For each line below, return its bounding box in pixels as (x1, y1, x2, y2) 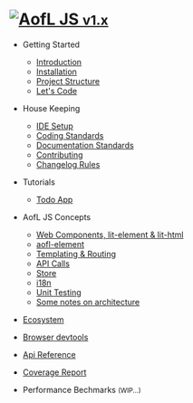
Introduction (35, 56, 82, 67)
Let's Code (35, 85, 78, 96)
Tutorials (22, 177, 56, 187)
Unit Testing (35, 286, 82, 298)
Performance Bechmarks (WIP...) (22, 384, 141, 395)
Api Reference (22, 349, 76, 360)
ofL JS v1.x (30, 9, 109, 30)
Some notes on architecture (35, 296, 140, 307)
